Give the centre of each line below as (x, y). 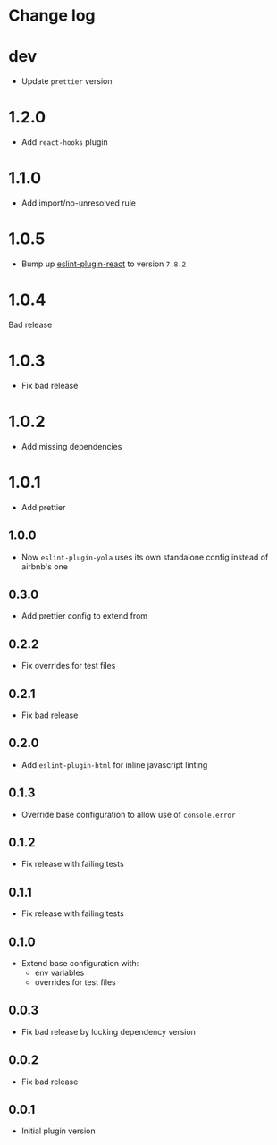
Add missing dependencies (71, 446)
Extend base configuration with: (80, 963)
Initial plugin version (58, 1131)
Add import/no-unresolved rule (78, 203)
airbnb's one (45, 566)
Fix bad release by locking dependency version (108, 1031)
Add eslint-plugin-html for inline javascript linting (114, 764)
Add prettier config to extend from (84, 616)
